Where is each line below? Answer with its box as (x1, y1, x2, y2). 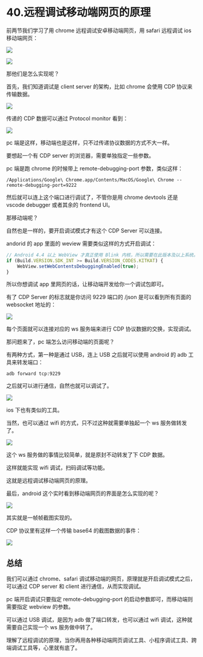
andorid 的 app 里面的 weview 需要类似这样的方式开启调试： (6, 240, 156, 247)
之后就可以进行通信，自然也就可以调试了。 (6, 382, 112, 389)
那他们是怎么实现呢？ (6, 70, 59, 77)
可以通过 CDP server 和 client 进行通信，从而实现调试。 (6, 583, 144, 590)
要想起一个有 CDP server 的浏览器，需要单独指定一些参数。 (6, 152, 155, 159)
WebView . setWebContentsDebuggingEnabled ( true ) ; (17, 263, 139, 269)
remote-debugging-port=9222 (6, 182, 77, 188)
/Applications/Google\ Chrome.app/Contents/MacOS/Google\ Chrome (6, 177, 174, 183)
